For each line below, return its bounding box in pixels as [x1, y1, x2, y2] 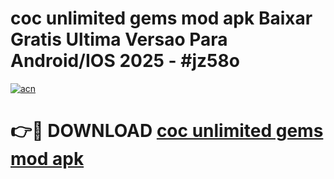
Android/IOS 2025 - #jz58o [10, 50, 240, 72]
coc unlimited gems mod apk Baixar [10, 7, 313, 30]
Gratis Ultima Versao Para [10, 28, 228, 51]
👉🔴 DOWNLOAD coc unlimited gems [10, 120, 324, 142]
